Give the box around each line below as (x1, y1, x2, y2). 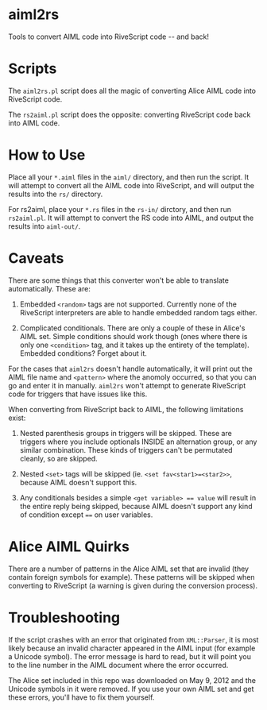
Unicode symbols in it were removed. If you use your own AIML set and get (8, 684, 254, 693)
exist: (8, 413, 26, 423)
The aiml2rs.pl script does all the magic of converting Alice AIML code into (8, 86, 257, 95)
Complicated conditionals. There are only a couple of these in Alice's (19, 323, 246, 333)
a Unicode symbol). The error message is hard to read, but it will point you (8, 651, 252, 661)
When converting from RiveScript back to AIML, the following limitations (8, 404, 244, 414)
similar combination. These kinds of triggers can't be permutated (19, 445, 233, 454)
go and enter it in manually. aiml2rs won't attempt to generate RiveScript (8, 380, 246, 390)
